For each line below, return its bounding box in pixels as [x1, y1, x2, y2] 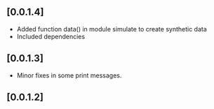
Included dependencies [16, 32, 86, 41]
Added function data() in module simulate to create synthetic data [16, 24, 208, 33]
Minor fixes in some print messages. [16, 71, 122, 80]
